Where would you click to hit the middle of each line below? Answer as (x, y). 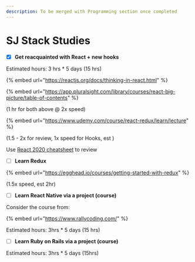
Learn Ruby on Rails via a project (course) (66, 241)
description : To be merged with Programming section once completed (92, 11)
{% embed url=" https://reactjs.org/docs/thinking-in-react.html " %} (87, 80)
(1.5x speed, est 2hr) (31, 184)
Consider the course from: (38, 207)
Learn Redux (31, 161)
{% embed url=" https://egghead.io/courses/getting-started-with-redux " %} (98, 172)
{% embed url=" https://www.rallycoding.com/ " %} (67, 219)
